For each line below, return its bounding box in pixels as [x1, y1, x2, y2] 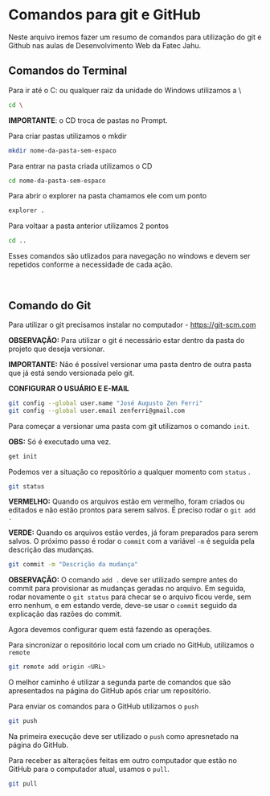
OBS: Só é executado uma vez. [8, 436, 111, 447]
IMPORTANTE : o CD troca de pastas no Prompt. [8, 115, 168, 125]
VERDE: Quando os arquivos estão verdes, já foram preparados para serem [8, 528, 259, 537]
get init [8, 452, 38, 460]
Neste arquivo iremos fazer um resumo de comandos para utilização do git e [8, 32, 262, 42]
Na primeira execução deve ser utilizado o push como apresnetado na [8, 732, 239, 741]
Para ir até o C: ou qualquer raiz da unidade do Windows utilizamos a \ [8, 85, 242, 95]
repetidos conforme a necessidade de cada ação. [8, 259, 173, 270]
